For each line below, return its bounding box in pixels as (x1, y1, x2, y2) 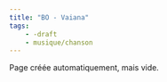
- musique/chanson (25, 37, 93, 47)
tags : (9, 21, 29, 30)
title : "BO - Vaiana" (9, 12, 90, 22)
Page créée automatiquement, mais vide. (9, 62, 160, 73)
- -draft (25, 29, 58, 38)
